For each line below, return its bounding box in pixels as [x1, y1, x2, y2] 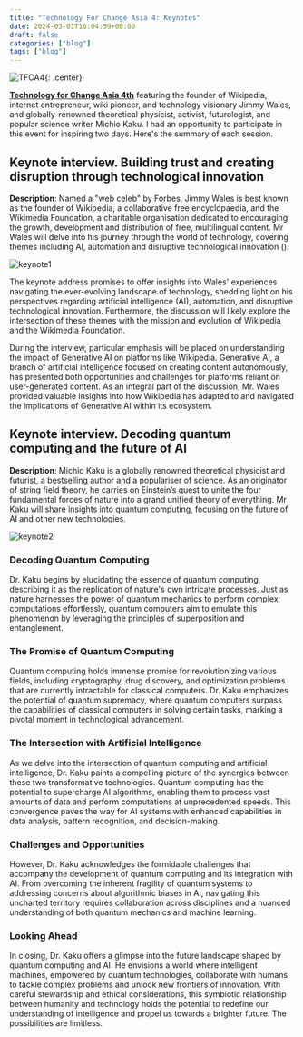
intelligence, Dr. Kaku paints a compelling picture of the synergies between [9, 767, 290, 778]
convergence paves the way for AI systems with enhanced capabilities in [9, 805, 282, 816]
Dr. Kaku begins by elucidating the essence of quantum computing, [9, 574, 261, 585]
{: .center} [44, 72, 83, 83]
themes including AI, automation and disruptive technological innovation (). [9, 241, 289, 252]
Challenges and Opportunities [9, 838, 145, 851]
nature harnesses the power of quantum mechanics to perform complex [9, 593, 279, 604]
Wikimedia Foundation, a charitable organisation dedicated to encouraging [9, 212, 288, 223]
